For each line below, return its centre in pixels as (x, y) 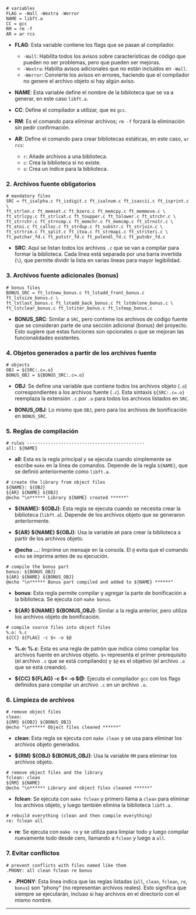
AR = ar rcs (20, 34)
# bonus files (23, 288)
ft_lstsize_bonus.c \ (32, 298)
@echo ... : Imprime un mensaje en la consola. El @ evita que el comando (101, 550)
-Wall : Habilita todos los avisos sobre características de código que (104, 56)
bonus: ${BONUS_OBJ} (31, 572)
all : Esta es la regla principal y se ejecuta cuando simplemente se (93, 459)
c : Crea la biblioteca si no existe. (62, 163)
